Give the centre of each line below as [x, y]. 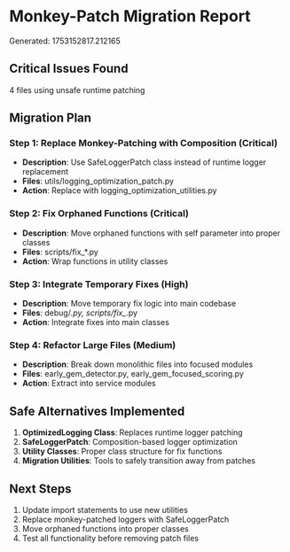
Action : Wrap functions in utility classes [95, 261]
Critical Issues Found [69, 69]
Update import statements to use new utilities [105, 509]
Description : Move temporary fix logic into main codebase [129, 304]
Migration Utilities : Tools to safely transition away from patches [138, 461]
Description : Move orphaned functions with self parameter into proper [151, 233]
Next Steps [40, 489]
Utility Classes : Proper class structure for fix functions [122, 451]
